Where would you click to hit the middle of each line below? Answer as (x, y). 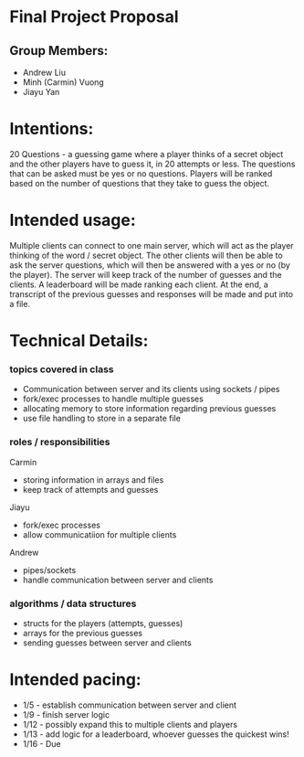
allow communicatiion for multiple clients (100, 534)
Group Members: (59, 51)
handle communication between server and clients (118, 580)
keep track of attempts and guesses (90, 489)
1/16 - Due (42, 743)
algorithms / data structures (73, 603)
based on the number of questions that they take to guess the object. (140, 183)
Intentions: (52, 129)
